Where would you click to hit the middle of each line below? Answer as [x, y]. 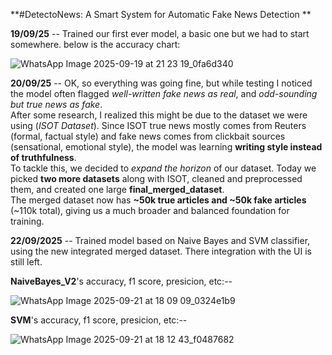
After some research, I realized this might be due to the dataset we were [159, 115]
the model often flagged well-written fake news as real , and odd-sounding [164, 93]
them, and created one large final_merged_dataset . [117, 189]
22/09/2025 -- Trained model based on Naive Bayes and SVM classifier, [160, 240]
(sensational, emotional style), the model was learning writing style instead [166, 147]
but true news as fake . [56, 104]
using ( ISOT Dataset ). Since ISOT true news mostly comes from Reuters [158, 125]
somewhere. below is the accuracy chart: [95, 44]
